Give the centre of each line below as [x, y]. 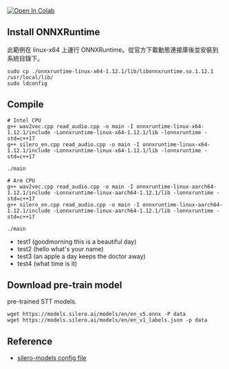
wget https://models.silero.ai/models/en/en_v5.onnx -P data [97, 314]
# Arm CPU [21, 180]
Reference [30, 341]
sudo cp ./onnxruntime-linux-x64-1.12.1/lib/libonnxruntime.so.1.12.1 [110, 71]
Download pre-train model [65, 285]
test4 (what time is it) [47, 263]
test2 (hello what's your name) [61, 249]
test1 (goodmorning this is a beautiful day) [77, 242]
